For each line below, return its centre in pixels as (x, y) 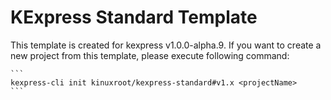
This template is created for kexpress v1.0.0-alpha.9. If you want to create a (166, 45)
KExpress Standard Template (134, 17)
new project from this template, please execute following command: (150, 55)
